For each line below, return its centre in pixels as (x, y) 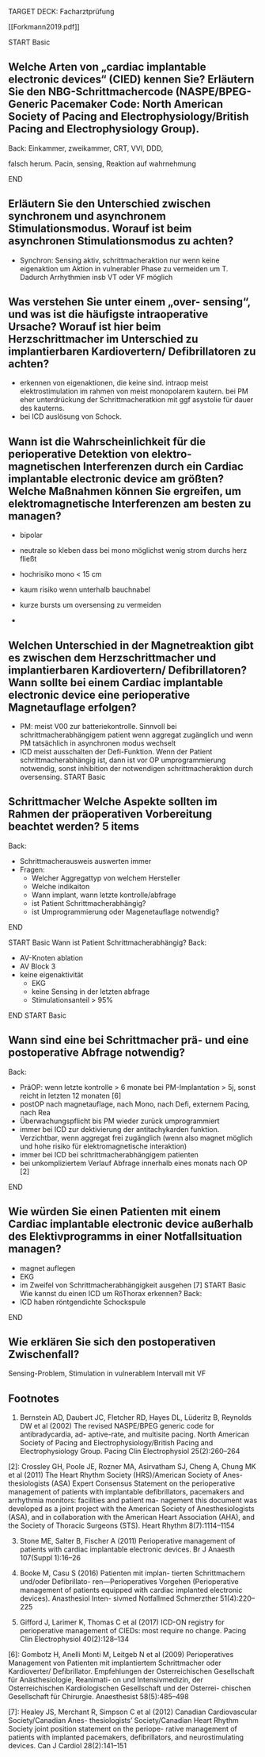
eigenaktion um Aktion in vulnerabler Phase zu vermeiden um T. (124, 268)
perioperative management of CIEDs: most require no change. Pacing (133, 1631)
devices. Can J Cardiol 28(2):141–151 (68, 1746)
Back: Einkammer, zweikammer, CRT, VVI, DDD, (86, 148)
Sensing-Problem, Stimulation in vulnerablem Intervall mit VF (107, 1373)
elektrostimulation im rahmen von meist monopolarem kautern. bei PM (134, 391)
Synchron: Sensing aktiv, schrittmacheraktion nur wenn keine (119, 260)
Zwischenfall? (44, 1354)
